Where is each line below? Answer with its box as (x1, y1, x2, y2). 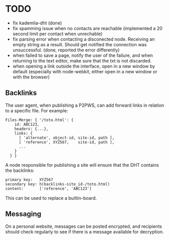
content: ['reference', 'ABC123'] (5, 186, 92, 191)
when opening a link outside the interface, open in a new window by (12, 63, 155, 69)
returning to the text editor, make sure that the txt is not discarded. (12, 57, 152, 64)
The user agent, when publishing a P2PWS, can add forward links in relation (5, 102, 164, 108)
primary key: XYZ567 (5, 177, 53, 182)
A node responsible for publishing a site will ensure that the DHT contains (5, 162, 159, 168)
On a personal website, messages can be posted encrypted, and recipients (5, 223, 162, 229)
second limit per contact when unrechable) (12, 31, 103, 37)
